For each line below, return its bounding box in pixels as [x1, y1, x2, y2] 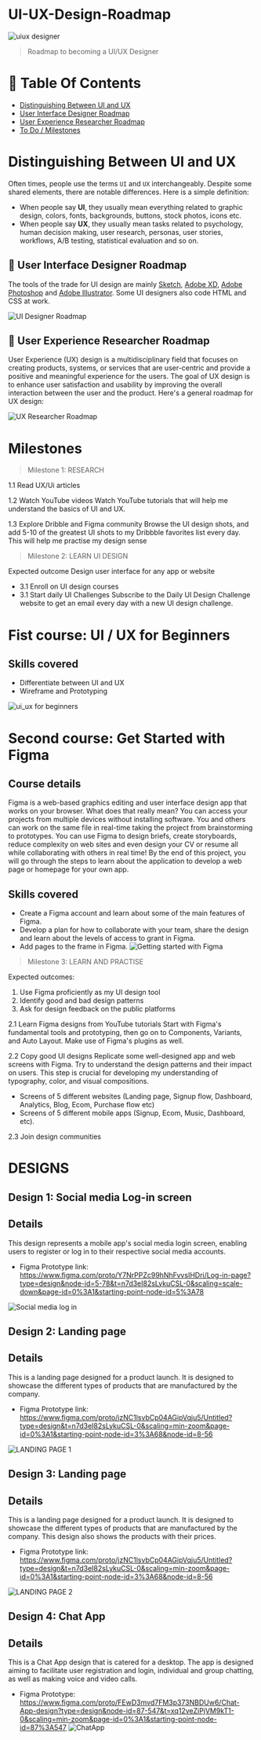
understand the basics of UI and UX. [8, 505, 126, 514]
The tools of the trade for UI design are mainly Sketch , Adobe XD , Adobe [8, 279, 243, 288]
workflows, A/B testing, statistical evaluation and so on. [19, 236, 199, 245]
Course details [8, 776, 82, 791]
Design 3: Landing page [8, 1467, 127, 1481]
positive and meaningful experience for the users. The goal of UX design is [8, 372, 251, 381]
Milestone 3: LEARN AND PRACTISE [27, 957, 143, 967]
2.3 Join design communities [8, 1132, 102, 1141]
